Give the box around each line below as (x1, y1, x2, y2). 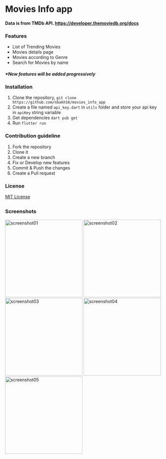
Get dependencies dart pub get (12, 115, 78, 121)
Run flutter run (12, 120, 46, 126)
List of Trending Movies (12, 44, 61, 50)
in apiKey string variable (12, 110, 61, 115)
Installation (5, 83, 33, 90)
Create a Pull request (12, 170, 55, 176)
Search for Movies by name (12, 59, 69, 65)
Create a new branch (12, 154, 55, 160)
